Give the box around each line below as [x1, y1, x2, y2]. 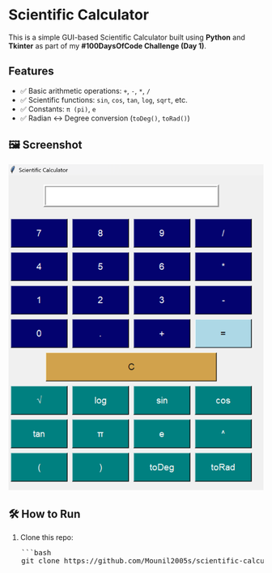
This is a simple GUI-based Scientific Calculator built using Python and [8, 32, 245, 42]
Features [8, 65, 54, 78]
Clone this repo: [19, 533, 74, 542]
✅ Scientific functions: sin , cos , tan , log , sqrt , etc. [19, 95, 188, 104]
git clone [21, 556, 61, 566]
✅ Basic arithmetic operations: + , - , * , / [19, 86, 151, 95]
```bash [21, 548, 52, 558]
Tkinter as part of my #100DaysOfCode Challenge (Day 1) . [8, 40, 206, 50]
